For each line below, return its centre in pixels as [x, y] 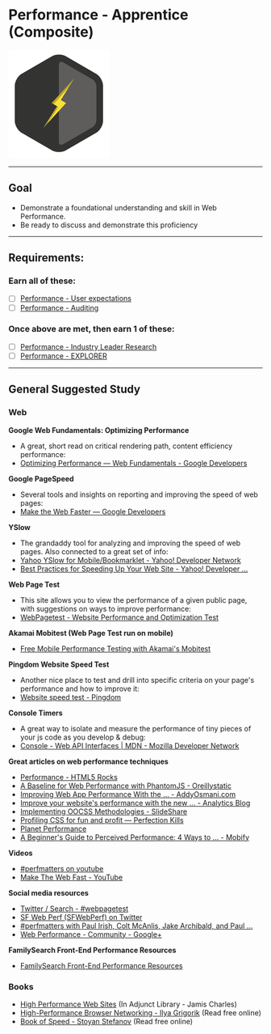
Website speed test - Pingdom [71, 697]
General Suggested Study [75, 390]
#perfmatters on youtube [62, 868]
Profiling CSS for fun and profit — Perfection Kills [102, 820]
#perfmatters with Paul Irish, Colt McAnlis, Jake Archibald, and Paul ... [136, 926]
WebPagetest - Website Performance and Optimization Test [119, 617]
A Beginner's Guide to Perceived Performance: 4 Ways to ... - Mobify [135, 837]
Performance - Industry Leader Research [88, 346]
